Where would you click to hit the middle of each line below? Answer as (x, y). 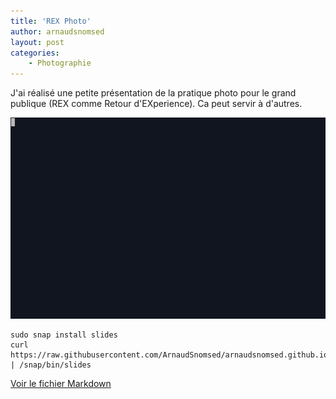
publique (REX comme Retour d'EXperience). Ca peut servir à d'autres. (156, 104)
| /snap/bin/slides (51, 365)
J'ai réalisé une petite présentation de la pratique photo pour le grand (153, 93)
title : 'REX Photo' (51, 21)
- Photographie (60, 63)
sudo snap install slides (64, 335)
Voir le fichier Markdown (61, 383)
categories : (35, 53)
